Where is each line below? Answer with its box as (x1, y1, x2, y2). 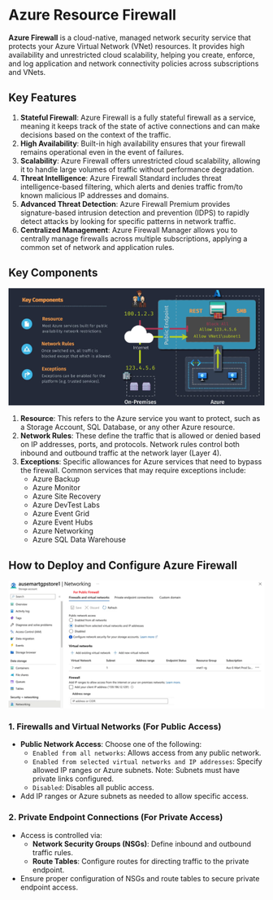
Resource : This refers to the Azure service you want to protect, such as (19, 414, 261, 424)
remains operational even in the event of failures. (19, 147, 184, 156)
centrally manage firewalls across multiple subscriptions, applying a (19, 234, 248, 244)
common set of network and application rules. (19, 242, 175, 252)
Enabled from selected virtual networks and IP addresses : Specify (32, 757, 262, 766)
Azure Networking (32, 526, 93, 536)
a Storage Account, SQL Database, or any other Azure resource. (19, 422, 236, 432)
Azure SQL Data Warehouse (32, 535, 127, 545)
